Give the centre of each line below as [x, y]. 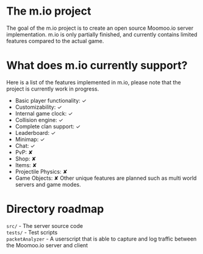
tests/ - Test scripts [32, 232]
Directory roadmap [55, 209]
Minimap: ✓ [30, 139]
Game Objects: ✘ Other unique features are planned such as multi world [106, 178]
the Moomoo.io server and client [47, 245]
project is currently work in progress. [53, 89]
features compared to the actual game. [55, 41]
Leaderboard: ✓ [35, 132]
